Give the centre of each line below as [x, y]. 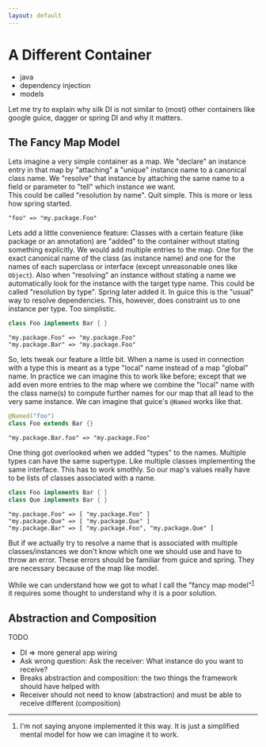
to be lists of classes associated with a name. [82, 478]
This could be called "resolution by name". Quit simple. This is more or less [130, 195]
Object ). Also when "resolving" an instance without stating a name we [122, 275]
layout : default [35, 15]
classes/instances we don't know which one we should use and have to [125, 551]
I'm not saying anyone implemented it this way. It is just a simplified [129, 726]
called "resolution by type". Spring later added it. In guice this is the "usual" [131, 292]
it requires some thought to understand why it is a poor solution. [113, 593]
